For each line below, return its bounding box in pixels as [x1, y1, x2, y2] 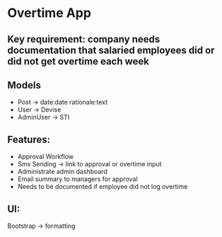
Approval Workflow [17, 152, 74, 161]
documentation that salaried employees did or [7, 44, 215, 56]
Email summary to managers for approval [17, 175, 138, 183]
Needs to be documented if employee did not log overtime [17, 183, 188, 191]
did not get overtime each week [7, 55, 150, 67]
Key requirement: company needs [7, 33, 160, 45]
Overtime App [7, 5, 92, 21]
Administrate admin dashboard [17, 168, 107, 176]
